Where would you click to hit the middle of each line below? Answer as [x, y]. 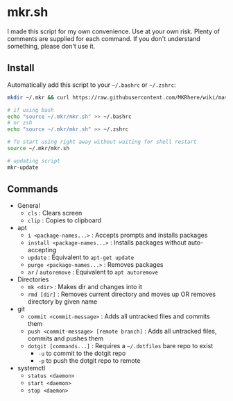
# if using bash [31, 110]
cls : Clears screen [55, 213]
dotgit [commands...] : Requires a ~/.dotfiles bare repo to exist [120, 346]
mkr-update [23, 167]
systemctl [31, 368]
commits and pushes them [66, 338]
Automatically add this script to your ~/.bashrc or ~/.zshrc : [92, 85]
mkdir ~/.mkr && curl [38, 97]
